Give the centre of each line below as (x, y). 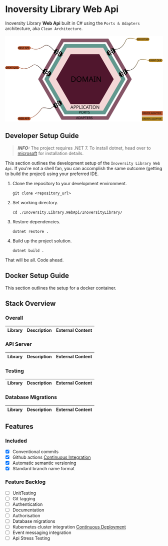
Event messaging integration (42, 532)
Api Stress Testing (31, 538)
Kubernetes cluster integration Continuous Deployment (69, 527)
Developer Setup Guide (42, 136)
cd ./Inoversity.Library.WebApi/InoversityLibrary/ (67, 212)
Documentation (28, 510)
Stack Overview (30, 304)
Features (19, 426)
